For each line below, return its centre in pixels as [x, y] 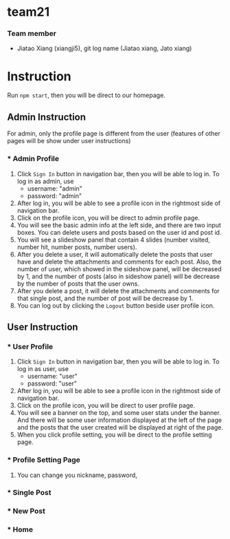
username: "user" [52, 377]
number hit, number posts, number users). [77, 247]
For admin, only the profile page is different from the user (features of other [114, 134]
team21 [28, 12]
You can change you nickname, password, [77, 475]
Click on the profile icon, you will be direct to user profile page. [106, 405]
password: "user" [52, 383]
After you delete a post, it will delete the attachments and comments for [118, 290]
